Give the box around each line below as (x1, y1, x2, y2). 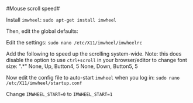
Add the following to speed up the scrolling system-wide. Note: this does (6, 50, 182, 57)
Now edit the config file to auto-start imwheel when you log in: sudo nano (6, 74, 180, 81)
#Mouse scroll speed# (6, 5, 60, 12)
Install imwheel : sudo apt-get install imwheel (6, 16, 117, 23)
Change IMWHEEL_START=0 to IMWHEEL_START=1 (6, 91, 113, 97)
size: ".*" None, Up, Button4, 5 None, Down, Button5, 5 (6, 63, 139, 70)
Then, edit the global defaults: (6, 28, 78, 35)
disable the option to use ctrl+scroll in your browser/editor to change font (6, 57, 187, 63)
